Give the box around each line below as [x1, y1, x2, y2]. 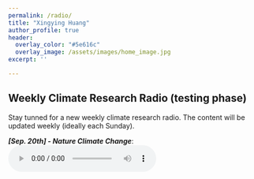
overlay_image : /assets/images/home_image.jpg [15, 48, 171, 56]
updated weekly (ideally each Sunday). [8, 121, 135, 130]
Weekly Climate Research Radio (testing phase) [8, 91, 247, 105]
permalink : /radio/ [8, 11, 73, 20]
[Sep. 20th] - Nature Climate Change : [8, 136, 134, 146]
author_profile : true [8, 26, 80, 34]
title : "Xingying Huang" [8, 19, 90, 27]
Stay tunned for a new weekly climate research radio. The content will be [8, 112, 246, 122]
